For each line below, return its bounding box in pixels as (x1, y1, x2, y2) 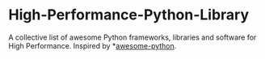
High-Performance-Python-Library (8, 6, 250, 24)
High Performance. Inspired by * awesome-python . (8, 40, 177, 50)
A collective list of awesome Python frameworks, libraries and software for (8, 32, 257, 42)
